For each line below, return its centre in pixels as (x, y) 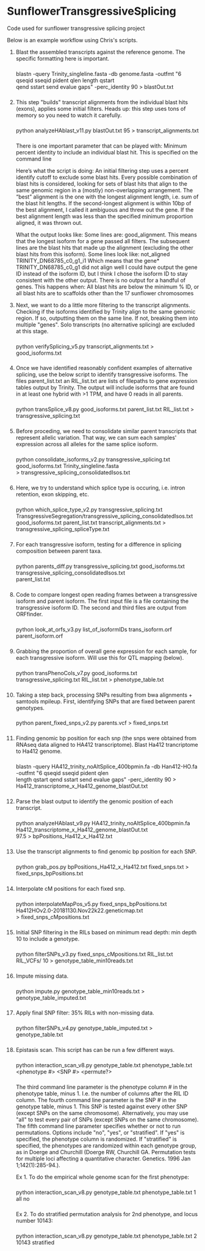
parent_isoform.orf (39, 636)
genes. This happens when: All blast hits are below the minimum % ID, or (107, 287)
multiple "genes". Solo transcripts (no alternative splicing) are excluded (105, 324)
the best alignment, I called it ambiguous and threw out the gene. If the (105, 210)
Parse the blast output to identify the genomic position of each (94, 801)
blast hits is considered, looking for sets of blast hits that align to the (102, 183)
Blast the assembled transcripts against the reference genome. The (100, 52)
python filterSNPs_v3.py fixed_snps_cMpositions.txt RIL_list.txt (94, 954)
